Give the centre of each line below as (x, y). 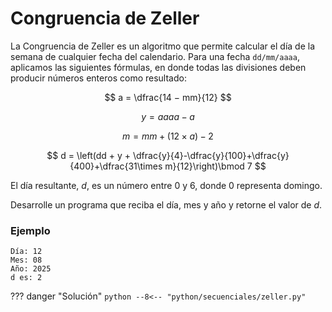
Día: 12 (26, 252)
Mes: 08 (26, 260)
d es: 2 (26, 278)
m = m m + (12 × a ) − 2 (168, 136)
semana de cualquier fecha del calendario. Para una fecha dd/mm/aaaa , (155, 56)
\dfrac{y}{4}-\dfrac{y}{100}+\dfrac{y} (211, 155)
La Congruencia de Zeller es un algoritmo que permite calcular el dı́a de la (163, 46)
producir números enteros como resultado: (98, 78)
